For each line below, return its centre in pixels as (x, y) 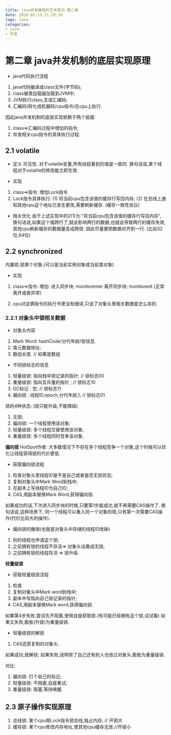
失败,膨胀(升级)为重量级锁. (42, 622)
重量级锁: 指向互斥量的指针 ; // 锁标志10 (54, 382)
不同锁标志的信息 (31, 365)
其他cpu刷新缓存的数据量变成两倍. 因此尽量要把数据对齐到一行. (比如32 (88, 228)
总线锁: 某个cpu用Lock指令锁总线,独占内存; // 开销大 (67, 720)
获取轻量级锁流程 (31, 574)
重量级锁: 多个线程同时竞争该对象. (48, 436)
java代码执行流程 (30, 76)
